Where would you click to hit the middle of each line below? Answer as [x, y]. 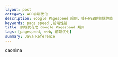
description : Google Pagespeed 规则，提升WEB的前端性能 [59, 18]
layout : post [18, 9]
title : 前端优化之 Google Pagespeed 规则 [45, 28]
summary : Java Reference [30, 37]
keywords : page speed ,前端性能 [36, 23]
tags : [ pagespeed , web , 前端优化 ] [38, 32]
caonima [14, 50]
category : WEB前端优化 [26, 14]
